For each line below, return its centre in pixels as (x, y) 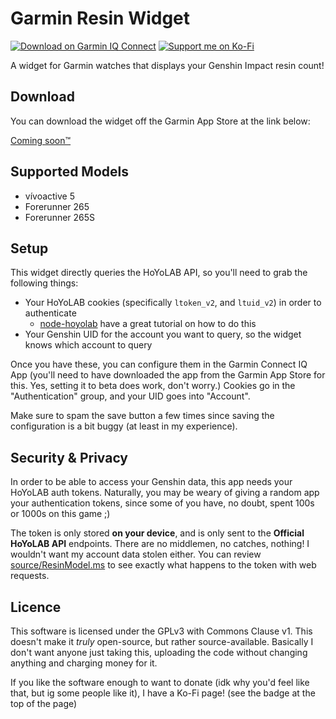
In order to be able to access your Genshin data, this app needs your (151, 482)
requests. (30, 576)
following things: (44, 283)
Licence (36, 607)
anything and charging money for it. (84, 663)
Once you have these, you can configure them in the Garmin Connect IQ (159, 364)
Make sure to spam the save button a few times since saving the (142, 416)
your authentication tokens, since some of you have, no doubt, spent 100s (162, 503)
